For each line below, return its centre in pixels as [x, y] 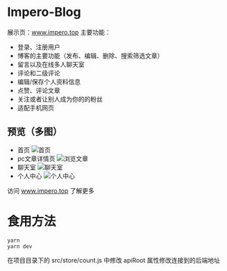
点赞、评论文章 [39, 90]
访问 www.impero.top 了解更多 [51, 190]
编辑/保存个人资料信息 [49, 81]
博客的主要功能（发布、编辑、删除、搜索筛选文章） [90, 56]
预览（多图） [35, 132]
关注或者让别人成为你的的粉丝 [60, 99]
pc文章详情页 [36, 158]
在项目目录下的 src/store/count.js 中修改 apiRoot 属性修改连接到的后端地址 [114, 260]
